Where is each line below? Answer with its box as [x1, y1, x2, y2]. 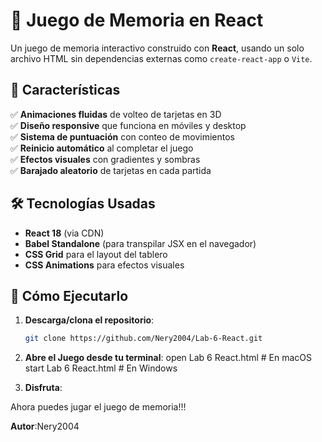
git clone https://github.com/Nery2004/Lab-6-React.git [24, 334, 263, 344]
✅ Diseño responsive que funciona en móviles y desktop [10, 119, 247, 131]
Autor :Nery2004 [10, 420, 80, 433]
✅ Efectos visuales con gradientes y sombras [10, 153, 201, 165]
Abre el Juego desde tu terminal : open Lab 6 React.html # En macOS [24, 352, 312, 364]
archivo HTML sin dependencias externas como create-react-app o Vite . [10, 52, 313, 64]
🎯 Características [10, 82, 121, 99]
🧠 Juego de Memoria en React [10, 9, 264, 32]
